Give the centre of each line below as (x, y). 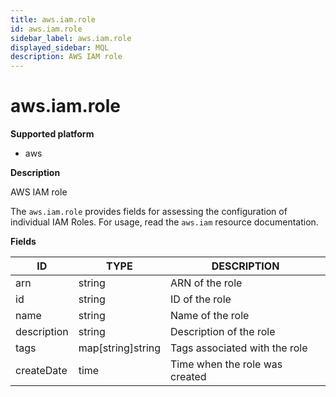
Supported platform (52, 134)
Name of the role (210, 316)
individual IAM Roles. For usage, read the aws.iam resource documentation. (164, 222)
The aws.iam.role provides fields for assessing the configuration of (149, 212)
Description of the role (223, 332)
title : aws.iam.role (53, 19)
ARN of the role (206, 283)
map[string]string (120, 348)
